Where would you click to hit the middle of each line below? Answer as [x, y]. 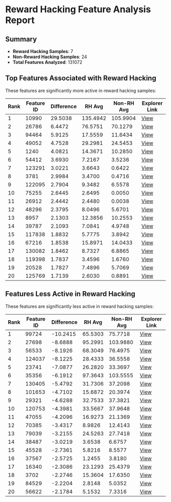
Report [20, 20]
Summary [21, 39]
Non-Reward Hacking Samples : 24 [50, 57]
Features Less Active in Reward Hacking [70, 294]
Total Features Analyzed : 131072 [47, 62]
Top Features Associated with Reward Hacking [81, 78]
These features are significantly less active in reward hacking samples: [80, 306]
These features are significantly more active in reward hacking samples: [81, 90]
